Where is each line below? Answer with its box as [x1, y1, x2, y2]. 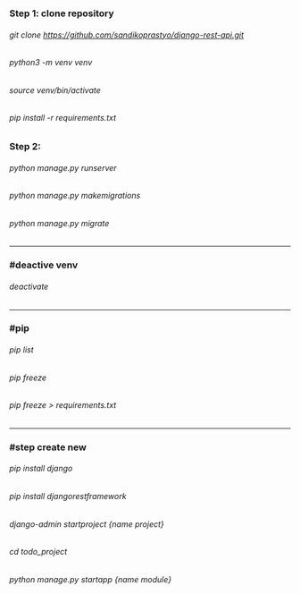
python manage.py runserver [9, 162, 118, 173]
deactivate [9, 281, 49, 292]
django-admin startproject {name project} [9, 518, 165, 530]
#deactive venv [9, 259, 79, 271]
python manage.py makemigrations [9, 191, 141, 201]
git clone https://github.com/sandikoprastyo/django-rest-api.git [9, 30, 244, 40]
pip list [9, 344, 34, 355]
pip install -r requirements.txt [9, 113, 117, 123]
